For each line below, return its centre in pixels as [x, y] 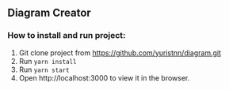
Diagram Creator [50, 13]
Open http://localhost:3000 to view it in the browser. [104, 77]
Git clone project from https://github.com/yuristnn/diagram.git [120, 52]
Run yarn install [48, 61]
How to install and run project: [67, 36]
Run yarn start [44, 69]
